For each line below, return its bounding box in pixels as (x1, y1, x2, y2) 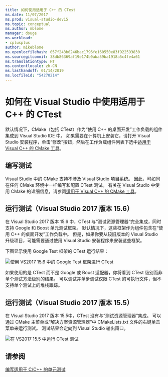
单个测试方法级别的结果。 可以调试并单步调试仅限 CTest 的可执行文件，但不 (5, 276, 162, 282)
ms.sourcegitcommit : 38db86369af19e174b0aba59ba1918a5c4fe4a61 (5, 54, 140, 59)
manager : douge (5, 31, 37, 36)
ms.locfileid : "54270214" (5, 73, 59, 78)
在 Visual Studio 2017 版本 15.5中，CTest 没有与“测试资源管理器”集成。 (5, 313, 151, 319)
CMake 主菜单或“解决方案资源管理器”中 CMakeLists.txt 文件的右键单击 (15, 319, 160, 325)
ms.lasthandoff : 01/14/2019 (5, 68, 64, 73)
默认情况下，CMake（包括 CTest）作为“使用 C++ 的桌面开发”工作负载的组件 (5, 126, 163, 132)
